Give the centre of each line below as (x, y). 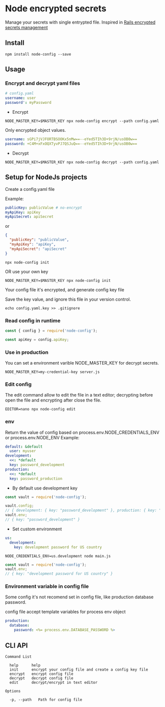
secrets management (27, 27)
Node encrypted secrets (56, 9)
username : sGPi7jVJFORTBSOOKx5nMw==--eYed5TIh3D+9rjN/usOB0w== (71, 139)
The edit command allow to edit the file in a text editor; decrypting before (79, 395)
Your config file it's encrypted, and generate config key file (65, 290)
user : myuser (23, 451)
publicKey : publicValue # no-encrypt (44, 208)
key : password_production (36, 478)
